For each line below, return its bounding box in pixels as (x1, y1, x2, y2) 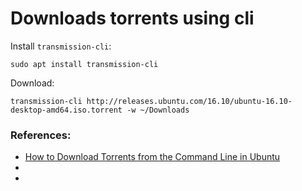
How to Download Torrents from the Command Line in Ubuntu (24, 151, 281, 163)
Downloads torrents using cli (10, 7, 255, 30)
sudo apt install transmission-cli (10, 59, 159, 69)
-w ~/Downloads (126, 105, 190, 115)
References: (10, 128, 72, 142)
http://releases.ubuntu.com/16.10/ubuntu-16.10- (86, 96, 293, 106)
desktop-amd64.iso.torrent (10, 105, 123, 115)
